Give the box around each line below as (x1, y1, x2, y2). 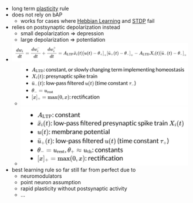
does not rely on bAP (11, 11, 63, 18)
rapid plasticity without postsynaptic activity (20, 185, 127, 192)
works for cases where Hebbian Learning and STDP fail (20, 18, 155, 24)
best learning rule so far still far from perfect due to (11, 167, 136, 174)
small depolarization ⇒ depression (20, 30, 104, 37)
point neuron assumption (20, 179, 81, 186)
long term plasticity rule (11, 5, 69, 12)
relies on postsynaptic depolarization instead (11, 23, 120, 31)
